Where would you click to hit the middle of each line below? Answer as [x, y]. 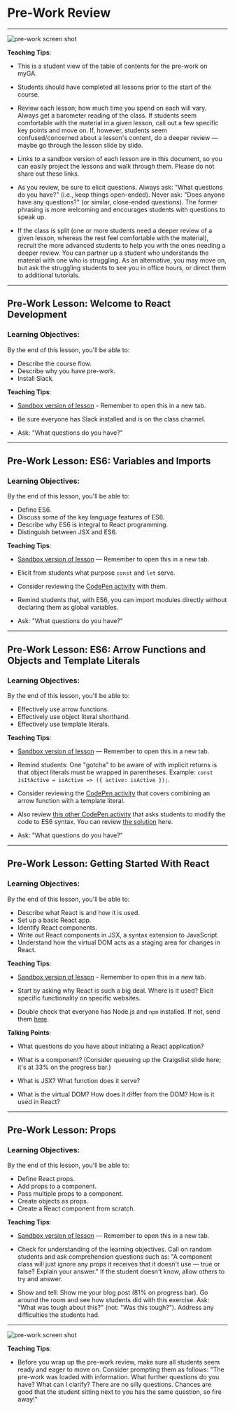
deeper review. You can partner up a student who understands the [113, 253]
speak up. [32, 217]
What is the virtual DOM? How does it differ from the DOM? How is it [116, 1094]
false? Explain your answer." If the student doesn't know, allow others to [121, 1271]
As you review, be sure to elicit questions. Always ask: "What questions [120, 187]
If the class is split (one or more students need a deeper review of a [115, 230]
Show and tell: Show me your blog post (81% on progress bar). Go [113, 1292]
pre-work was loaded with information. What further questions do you [118, 1377]
